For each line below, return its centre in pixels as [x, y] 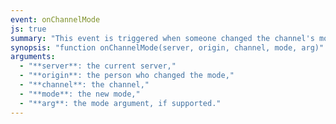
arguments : [33, 57]
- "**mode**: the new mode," [80, 94]
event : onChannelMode [55, 19]
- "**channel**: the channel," [84, 85]
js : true [28, 29]
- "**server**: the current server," [98, 66]
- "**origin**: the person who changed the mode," [127, 76]
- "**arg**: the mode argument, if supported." [120, 103]
